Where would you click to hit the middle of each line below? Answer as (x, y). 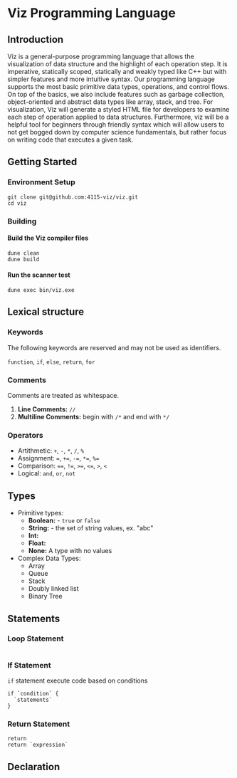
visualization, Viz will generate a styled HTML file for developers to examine (118, 109)
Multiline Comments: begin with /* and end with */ (93, 417)
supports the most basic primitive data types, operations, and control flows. (118, 86)
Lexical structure (46, 312)
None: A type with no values (70, 551)
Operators (26, 435)
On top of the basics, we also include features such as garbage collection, (116, 94)
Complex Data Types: (49, 558)
